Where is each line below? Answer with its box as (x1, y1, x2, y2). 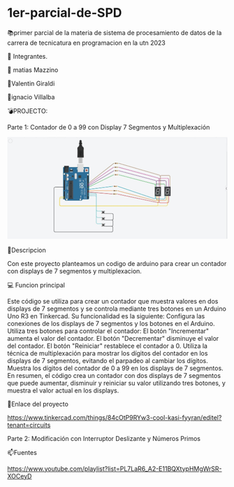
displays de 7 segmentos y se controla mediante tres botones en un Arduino (7, 304, 227, 313)
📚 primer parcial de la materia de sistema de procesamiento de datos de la (7, 28, 222, 36)
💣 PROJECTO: (7, 106, 48, 115)
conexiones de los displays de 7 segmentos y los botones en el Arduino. (7, 319, 215, 327)
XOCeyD (7, 472, 32, 480)
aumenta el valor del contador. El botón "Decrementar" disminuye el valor (7, 334, 219, 342)
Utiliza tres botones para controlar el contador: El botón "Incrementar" (7, 327, 210, 335)
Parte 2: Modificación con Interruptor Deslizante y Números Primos (7, 434, 201, 442)
